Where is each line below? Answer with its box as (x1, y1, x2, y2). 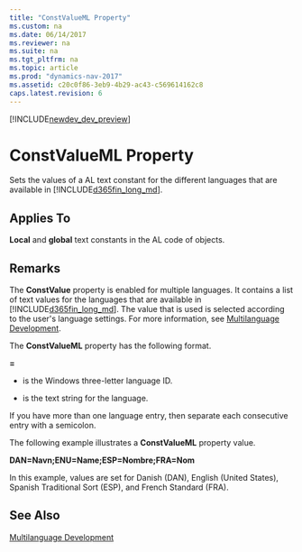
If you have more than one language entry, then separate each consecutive (9, 410, 288, 421)
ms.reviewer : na (9, 38, 70, 48)
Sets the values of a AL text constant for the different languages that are (9, 175, 278, 186)
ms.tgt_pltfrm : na (9, 55, 78, 64)
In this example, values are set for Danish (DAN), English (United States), (9, 473, 279, 483)
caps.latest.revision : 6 (9, 88, 103, 97)
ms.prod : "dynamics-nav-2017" (9, 72, 124, 81)
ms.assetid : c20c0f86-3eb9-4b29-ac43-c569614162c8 (9, 80, 204, 89)
